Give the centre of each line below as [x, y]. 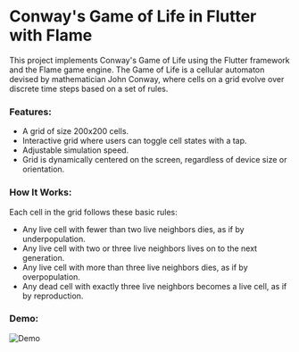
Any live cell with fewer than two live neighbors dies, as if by [133, 229]
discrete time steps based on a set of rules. [89, 88]
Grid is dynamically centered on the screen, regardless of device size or [154, 160]
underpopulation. [54, 239]
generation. [43, 257]
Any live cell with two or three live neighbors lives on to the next [139, 248]
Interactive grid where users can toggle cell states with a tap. [134, 141]
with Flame [51, 35]
